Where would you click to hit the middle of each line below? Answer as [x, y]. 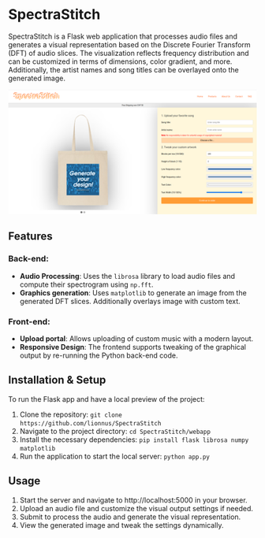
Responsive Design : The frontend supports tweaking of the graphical [133, 347]
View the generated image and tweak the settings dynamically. [121, 525]
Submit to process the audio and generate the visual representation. [130, 517]
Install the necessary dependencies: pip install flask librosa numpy [134, 440]
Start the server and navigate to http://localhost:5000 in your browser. [133, 500]
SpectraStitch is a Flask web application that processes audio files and [123, 36]
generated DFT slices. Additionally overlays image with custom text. [130, 301]
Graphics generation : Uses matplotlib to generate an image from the [133, 292]
